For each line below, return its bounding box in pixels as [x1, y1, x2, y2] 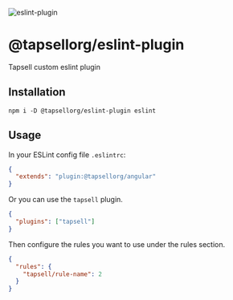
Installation [8, 85, 66, 99]
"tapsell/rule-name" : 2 [22, 270, 103, 278]
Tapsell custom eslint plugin [8, 62, 101, 71]
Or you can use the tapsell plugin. [8, 195, 123, 205]
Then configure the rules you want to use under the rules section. [8, 239, 226, 249]
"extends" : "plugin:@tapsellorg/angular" [15, 172, 157, 180]
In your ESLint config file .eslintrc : [8, 149, 126, 160]
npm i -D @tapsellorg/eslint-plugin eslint [8, 107, 157, 115]
